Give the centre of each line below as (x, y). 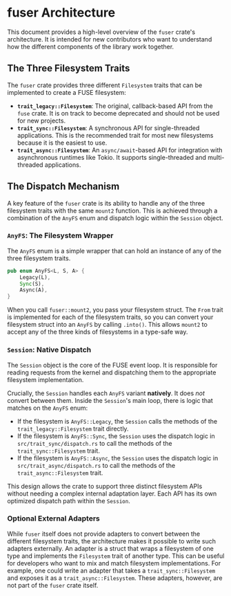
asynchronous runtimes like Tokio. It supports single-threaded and (112, 157)
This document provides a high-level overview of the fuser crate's (101, 32)
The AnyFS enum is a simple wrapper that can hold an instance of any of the (114, 251)
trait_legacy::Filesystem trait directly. (73, 428)
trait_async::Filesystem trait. (60, 473)
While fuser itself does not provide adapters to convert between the (104, 534)
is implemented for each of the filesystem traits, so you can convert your (110, 317)
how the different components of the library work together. (91, 46)
